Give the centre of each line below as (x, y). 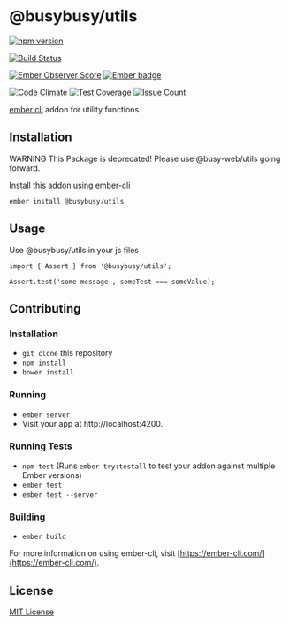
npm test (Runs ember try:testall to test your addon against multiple (148, 466)
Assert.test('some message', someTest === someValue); (112, 282)
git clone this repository (67, 353)
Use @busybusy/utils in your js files (74, 250)
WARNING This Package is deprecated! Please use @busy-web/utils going (145, 158)
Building (27, 517)
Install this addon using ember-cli (70, 185)
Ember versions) (52, 475)
